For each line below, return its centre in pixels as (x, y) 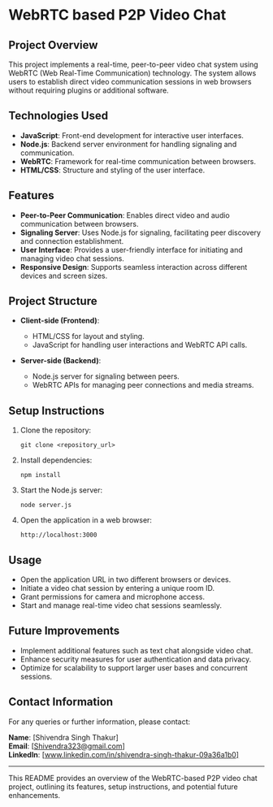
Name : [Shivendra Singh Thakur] (64, 737)
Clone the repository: (56, 430)
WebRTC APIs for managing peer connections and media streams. (143, 385)
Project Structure (53, 301)
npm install (40, 475)
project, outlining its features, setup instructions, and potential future (123, 787)
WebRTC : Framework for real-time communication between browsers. (138, 161)
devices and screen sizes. (64, 276)
